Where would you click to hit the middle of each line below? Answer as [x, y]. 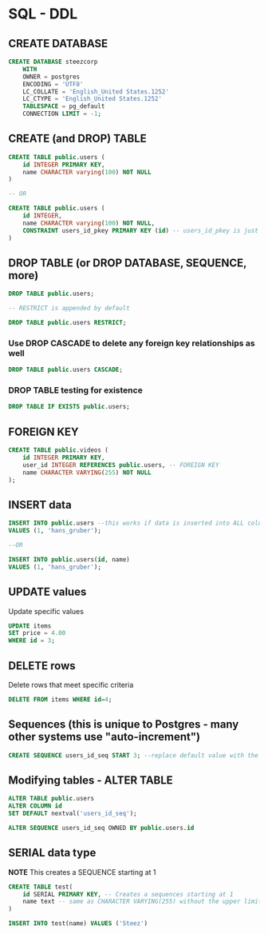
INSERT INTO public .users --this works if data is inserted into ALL [126, 523]
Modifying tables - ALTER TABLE [91, 780]
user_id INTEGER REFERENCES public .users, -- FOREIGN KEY [121, 465]
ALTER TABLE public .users [51, 799]
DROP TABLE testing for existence [76, 390]
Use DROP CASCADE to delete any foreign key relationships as [132, 343]
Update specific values [46, 611]
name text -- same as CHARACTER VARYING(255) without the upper [132, 902]
